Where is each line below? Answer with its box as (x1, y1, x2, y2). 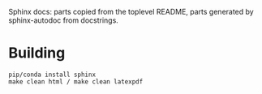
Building (8, 44, 66, 62)
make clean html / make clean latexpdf (8, 77, 144, 86)
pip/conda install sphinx (8, 70, 96, 79)
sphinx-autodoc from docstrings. (8, 15, 119, 25)
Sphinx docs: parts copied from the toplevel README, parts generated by (8, 7, 254, 16)
